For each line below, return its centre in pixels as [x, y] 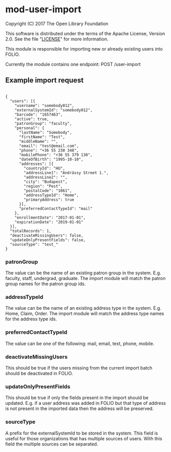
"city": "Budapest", [46, 182]
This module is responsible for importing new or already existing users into [84, 49]
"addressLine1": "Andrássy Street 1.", [66, 173]
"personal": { [29, 128]
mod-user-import [43, 9]
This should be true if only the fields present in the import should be [77, 398]
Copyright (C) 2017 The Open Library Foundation [57, 24]
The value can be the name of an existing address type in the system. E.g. [83, 308]
